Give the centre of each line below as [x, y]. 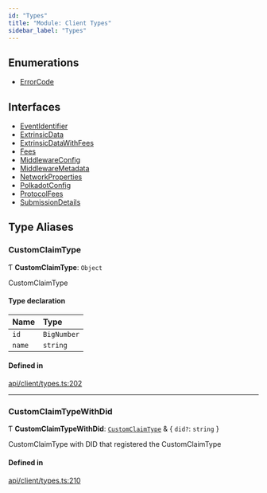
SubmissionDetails [50, 202]
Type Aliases [41, 227]
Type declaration [37, 301]
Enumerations [44, 63]
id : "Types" [28, 16]
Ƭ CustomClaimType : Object [56, 267]
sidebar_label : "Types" [48, 30]
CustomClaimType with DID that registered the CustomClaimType [115, 444]
